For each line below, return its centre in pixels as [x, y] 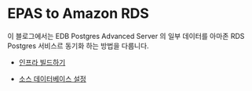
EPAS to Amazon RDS [79, 14]
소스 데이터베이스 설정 [53, 79]
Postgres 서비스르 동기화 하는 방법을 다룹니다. [79, 45]
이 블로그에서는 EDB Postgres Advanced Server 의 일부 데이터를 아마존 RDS [126, 36]
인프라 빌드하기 [42, 62]
